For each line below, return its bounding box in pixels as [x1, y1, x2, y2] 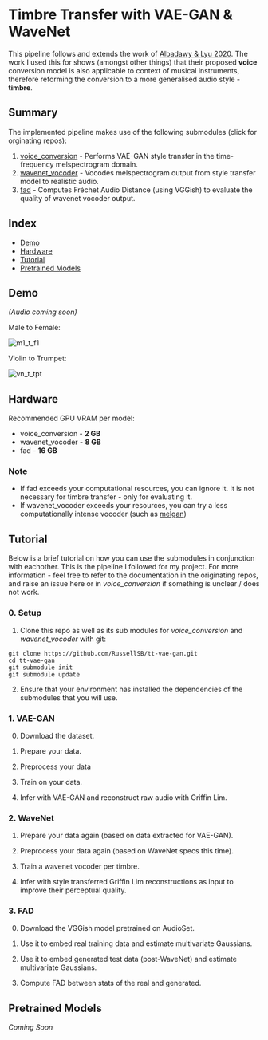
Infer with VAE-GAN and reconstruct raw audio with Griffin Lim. [19, 792, 227, 802]
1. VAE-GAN [8, 712, 56, 723]
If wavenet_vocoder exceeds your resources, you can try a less [19, 501, 228, 510]
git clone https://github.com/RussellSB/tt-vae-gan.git [8, 649, 198, 657]
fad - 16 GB [19, 446, 57, 455]
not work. [8, 588, 40, 597]
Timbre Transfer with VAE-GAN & [8, 6, 233, 24]
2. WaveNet [8, 812, 54, 823]
